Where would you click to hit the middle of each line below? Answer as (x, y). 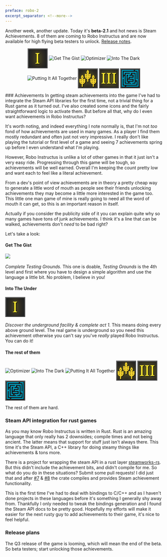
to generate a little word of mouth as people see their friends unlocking (78, 188)
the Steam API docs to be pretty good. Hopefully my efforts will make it (78, 509)
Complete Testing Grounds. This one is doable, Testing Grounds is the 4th (81, 267)
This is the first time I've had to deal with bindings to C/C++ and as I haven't (83, 493)
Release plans (22, 533)
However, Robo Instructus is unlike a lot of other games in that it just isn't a (82, 157)
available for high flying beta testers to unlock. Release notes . (69, 41)
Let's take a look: (23, 234)
